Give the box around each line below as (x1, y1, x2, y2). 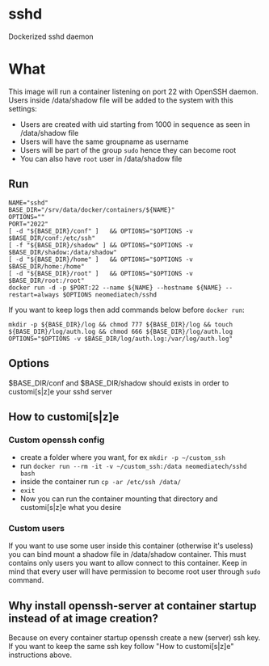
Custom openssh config (8, 434, 105, 445)
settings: (8, 103, 38, 113)
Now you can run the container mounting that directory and (19, 494, 218, 504)
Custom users (8, 523, 65, 534)
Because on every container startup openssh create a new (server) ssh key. (8, 633, 261, 643)
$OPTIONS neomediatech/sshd (62, 290, 158, 299)
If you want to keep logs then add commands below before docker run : (8, 305, 245, 314)
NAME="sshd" (8, 199, 48, 207)
